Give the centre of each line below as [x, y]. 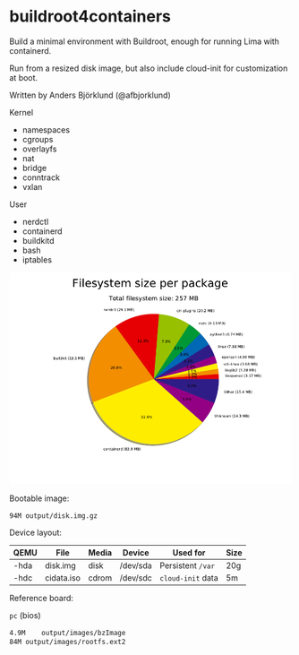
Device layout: [36, 533]
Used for [189, 552]
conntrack [41, 177]
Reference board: [42, 598]
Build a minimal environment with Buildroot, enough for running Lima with [145, 41]
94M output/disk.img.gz [54, 516]
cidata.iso [62, 578]
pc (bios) [26, 615]
